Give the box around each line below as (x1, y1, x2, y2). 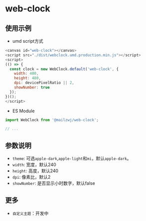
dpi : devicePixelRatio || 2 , (14, 80, 74, 85)
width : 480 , (14, 71, 39, 76)
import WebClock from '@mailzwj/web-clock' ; (5, 117, 99, 122)
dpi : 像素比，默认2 (12, 174, 51, 180)
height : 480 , (14, 75, 41, 81)
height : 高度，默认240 (12, 168, 59, 174)
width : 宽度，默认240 (12, 162, 56, 168)
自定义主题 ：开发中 (12, 210, 49, 216)
